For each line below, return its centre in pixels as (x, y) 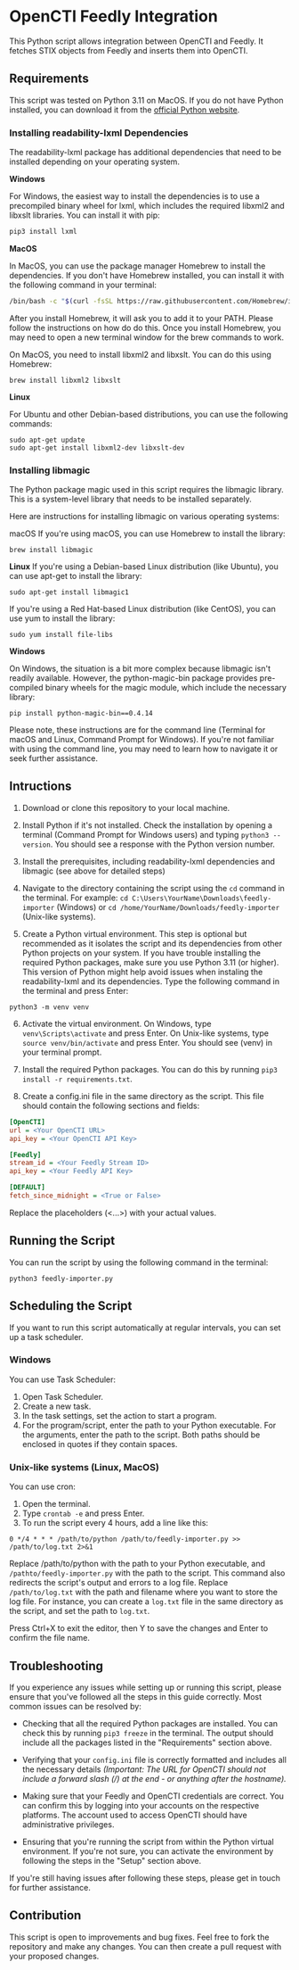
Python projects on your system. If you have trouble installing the (141, 953)
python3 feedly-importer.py (61, 1279)
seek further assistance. (53, 758)
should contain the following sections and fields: (111, 1105)
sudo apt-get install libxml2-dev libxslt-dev (97, 448)
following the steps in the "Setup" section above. (112, 1860)
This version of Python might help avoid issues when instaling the (142, 972)
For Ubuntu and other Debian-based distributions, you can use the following (149, 414)
